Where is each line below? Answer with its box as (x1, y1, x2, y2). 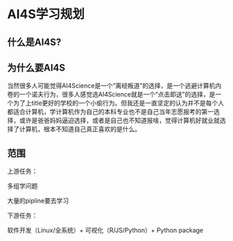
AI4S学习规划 (7, 6, 85, 22)
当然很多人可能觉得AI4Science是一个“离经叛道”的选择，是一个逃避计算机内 (7, 81, 222, 90)
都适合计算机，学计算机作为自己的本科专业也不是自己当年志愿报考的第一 (7, 108, 214, 116)
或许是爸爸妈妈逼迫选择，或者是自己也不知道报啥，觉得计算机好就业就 (19, 116, 220, 125)
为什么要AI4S (7, 62, 66, 74)
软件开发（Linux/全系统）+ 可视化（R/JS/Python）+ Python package (7, 226, 204, 235)
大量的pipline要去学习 (7, 197, 69, 205)
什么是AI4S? (7, 36, 62, 48)
